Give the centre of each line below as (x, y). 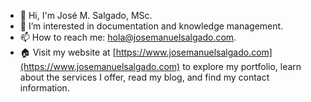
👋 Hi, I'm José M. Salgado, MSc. (86, 15)
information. (44, 88)
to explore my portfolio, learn (242, 66)
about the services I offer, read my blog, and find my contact (144, 77)
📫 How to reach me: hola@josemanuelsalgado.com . (128, 37)
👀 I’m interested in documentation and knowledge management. (151, 26)
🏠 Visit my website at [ (68, 52)
